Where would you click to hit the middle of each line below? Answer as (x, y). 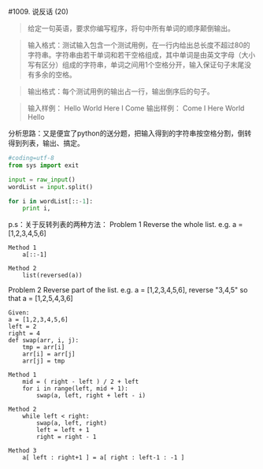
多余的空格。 (55, 74)
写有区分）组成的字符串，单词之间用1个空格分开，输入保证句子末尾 (136, 65)
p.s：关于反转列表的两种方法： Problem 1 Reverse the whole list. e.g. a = (126, 225)
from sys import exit (44, 165)
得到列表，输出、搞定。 (46, 143)
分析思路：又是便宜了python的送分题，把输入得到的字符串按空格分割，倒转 (130, 133)
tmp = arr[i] (44, 348)
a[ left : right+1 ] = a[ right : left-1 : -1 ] (104, 458)
